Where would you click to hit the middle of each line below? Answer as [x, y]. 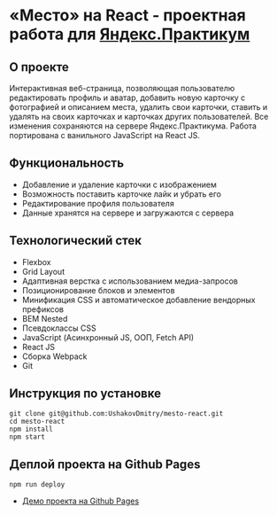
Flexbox [36, 261]
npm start [27, 437]
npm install [31, 429]
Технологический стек [76, 241]
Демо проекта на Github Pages [81, 501]
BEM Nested [45, 318]
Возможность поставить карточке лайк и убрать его [121, 194]
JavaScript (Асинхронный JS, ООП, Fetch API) [108, 337]
